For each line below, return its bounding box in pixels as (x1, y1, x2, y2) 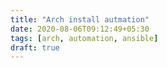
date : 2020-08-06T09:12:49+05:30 (10, 24, 150, 34)
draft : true (10, 42, 60, 53)
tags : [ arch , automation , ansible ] (10, 33, 159, 43)
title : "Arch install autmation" (10, 14, 150, 25)
